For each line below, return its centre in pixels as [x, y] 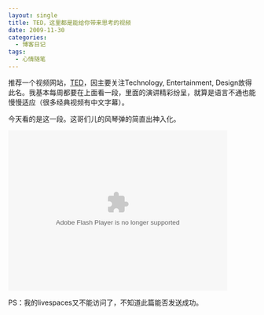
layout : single [33, 15]
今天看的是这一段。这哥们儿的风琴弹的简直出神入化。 [94, 119]
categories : [27, 37]
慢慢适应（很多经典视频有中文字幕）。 [68, 102]
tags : [17, 52]
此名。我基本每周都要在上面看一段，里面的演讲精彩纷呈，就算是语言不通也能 [132, 92]
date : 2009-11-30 [37, 30]
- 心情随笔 [31, 60]
